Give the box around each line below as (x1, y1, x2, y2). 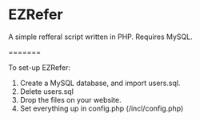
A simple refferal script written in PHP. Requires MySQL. (8, 32, 194, 41)
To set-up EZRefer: (8, 62, 70, 72)
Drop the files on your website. (19, 95, 122, 104)
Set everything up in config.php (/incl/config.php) (19, 103, 184, 113)
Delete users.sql (19, 86, 74, 96)
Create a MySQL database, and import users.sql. (19, 78, 181, 88)
